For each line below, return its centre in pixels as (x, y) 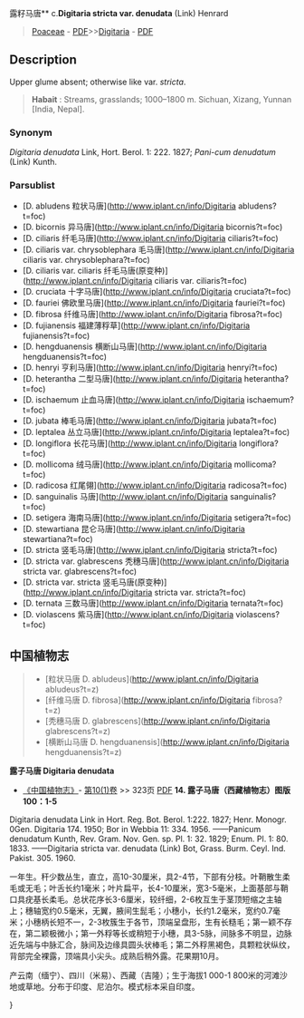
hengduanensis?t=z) (83, 752)
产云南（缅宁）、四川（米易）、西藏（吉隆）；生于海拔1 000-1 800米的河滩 (145, 975)
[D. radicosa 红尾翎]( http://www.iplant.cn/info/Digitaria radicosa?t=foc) (155, 485)
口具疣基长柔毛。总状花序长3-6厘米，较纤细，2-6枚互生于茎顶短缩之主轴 (146, 899)
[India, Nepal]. (58, 109)
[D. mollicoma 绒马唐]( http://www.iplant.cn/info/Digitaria (127, 464)
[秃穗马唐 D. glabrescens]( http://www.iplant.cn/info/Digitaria (157, 721)
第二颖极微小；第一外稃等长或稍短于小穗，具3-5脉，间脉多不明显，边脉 (158, 934)
